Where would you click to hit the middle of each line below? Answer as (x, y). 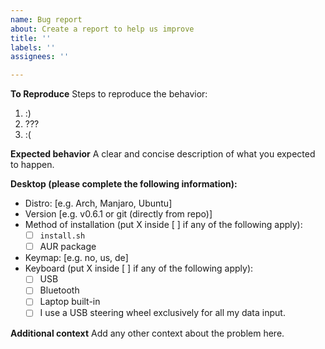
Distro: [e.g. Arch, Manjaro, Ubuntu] (98, 203)
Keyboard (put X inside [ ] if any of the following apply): (139, 268)
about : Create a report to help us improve (102, 29)
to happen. (32, 165)
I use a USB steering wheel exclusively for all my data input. (162, 313)
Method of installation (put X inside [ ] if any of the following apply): (163, 225)
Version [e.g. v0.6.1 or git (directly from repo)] (118, 214)
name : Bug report (46, 19)
